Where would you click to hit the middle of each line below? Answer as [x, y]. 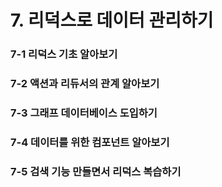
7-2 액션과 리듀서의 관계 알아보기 [85, 84]
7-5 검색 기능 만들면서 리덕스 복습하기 [96, 171]
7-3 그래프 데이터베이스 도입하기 [84, 113]
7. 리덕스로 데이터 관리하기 [112, 20]
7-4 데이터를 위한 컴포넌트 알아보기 [90, 142]
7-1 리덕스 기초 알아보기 [64, 54]
